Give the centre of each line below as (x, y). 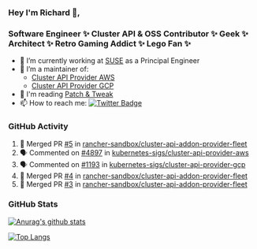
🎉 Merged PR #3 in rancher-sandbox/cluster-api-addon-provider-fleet (133, 184)
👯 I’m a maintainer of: (54, 69)
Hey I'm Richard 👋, (44, 13)
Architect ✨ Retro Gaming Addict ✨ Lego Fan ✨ (100, 43)
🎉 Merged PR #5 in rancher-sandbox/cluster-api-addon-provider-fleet (133, 143)
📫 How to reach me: (53, 103)
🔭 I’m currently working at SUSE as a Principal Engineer (110, 61)
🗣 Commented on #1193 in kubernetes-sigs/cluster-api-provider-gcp (132, 164)
